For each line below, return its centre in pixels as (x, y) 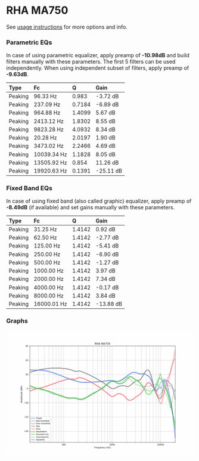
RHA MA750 (37, 10)
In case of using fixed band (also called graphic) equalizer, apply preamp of (99, 201)
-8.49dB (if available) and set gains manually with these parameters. (91, 208)
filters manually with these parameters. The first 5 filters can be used (91, 62)
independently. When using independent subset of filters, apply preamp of (98, 68)
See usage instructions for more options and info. (67, 27)
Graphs (17, 321)
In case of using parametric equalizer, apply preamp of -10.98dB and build (98, 55)
